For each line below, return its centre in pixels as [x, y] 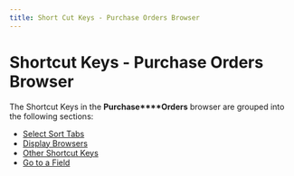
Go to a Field [46, 162]
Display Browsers [55, 143]
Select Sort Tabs [53, 134]
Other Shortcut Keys [61, 153]
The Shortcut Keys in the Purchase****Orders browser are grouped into [147, 107]
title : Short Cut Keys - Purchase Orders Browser [105, 18]
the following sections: [52, 116]
